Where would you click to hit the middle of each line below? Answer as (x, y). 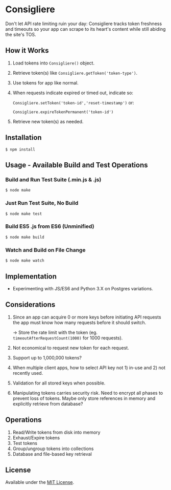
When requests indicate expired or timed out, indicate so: (73, 93)
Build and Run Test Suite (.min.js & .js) (53, 179)
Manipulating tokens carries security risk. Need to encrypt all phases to (88, 393)
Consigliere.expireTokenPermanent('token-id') (63, 112)
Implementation (31, 276)
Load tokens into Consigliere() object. (54, 63)
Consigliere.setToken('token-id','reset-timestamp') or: (73, 102)
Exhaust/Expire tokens (36, 438)
